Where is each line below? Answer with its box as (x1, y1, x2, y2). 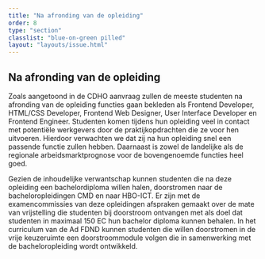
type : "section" (8, 26, 62, 34)
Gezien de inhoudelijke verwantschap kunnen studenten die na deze (8, 173, 232, 183)
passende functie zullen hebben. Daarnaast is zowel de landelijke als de (8, 142, 244, 151)
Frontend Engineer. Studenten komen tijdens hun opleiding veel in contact (8, 116, 250, 126)
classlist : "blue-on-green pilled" (8, 33, 126, 42)
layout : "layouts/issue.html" (8, 41, 109, 49)
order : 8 (8, 19, 37, 27)
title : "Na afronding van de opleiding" (8, 11, 144, 20)
